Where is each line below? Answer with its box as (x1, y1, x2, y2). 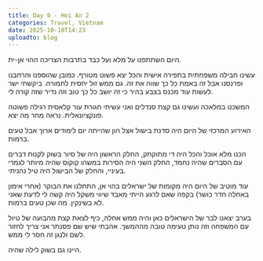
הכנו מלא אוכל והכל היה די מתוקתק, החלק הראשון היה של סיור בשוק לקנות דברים (8, 149, 247, 159)
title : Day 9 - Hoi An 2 (8, 11, 89, 20)
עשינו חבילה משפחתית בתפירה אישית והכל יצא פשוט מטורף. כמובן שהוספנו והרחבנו (8, 70, 255, 79)
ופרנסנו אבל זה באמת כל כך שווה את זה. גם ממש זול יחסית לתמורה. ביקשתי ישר (8, 79, 243, 88)
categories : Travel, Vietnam (8, 19, 104, 27)
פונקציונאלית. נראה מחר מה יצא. (8, 111, 104, 120)
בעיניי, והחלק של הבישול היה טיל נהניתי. (8, 166, 126, 175)
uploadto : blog (8, 33, 58, 42)
